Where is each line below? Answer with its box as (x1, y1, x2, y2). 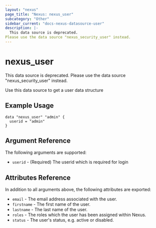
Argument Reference (5, 137, 71, 145)
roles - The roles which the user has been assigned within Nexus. (12, 212, 147, 218)
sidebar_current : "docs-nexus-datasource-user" (5, 21, 105, 26)
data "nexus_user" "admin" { (5, 114, 65, 119)
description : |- (5, 26, 38, 31)
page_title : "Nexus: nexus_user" (5, 12, 74, 17)
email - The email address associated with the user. (12, 196, 117, 202)
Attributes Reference (5, 173, 71, 182)
